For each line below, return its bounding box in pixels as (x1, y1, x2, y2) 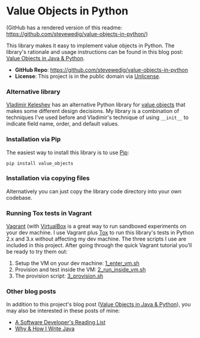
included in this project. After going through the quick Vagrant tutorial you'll (6, 242, 192, 249)
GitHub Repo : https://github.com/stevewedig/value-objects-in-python (14, 66, 189, 73)
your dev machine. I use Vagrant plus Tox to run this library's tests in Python (6, 229, 195, 236)
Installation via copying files (6, 174, 90, 182)
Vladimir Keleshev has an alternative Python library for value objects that (6, 101, 186, 108)
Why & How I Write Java (14, 325, 75, 333)
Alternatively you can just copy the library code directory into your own (6, 187, 181, 195)
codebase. (6, 194, 33, 201)
